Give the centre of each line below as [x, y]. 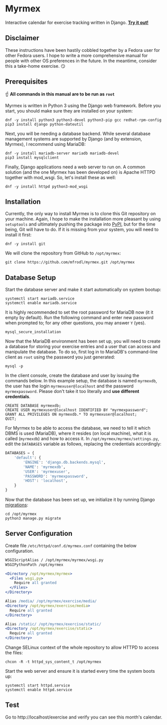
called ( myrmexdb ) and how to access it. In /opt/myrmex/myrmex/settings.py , [82, 439]
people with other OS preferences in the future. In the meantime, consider [81, 61]
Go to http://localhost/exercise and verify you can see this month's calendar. [84, 717]
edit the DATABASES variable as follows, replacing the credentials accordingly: [83, 444]
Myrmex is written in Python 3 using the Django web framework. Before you [83, 106]
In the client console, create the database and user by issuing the [72, 375]
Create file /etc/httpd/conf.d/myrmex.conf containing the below [71, 545]
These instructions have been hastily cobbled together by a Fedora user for [83, 50]
